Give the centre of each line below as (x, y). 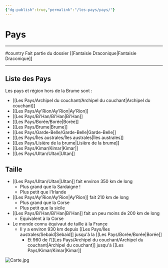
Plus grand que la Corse (45, 202)
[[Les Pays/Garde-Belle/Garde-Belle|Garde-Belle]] (64, 132)
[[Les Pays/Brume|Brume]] (40, 127)
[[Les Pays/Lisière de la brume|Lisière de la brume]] (66, 143)
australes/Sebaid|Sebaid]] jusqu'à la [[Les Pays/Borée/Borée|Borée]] (91, 234)
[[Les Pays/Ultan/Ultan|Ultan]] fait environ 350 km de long (72, 181)
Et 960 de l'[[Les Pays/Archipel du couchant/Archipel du (85, 240)
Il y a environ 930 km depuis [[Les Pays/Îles (65, 229)
